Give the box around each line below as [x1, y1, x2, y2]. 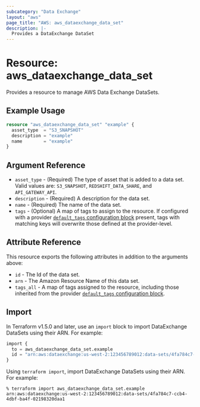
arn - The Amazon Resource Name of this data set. [14, 277, 140, 284]
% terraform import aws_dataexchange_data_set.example [6, 386, 145, 392]
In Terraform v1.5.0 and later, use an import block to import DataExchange [6, 323, 187, 330]
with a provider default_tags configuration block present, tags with [14, 214, 180, 221]
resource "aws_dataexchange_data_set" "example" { [6, 121, 135, 128]
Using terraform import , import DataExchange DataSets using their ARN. [6, 368, 186, 375]
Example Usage [6, 106, 65, 116]
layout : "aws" [6, 14, 42, 20]
